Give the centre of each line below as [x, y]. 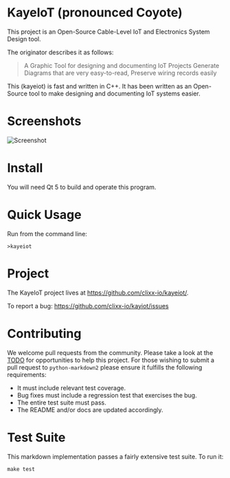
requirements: [27, 374]
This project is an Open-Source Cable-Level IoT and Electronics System [109, 32]
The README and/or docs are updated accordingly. [90, 409]
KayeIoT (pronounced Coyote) [95, 13]
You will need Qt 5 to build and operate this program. [82, 187]
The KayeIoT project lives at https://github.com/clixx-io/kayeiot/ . [98, 293]
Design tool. [24, 38]
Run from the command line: [47, 234]
